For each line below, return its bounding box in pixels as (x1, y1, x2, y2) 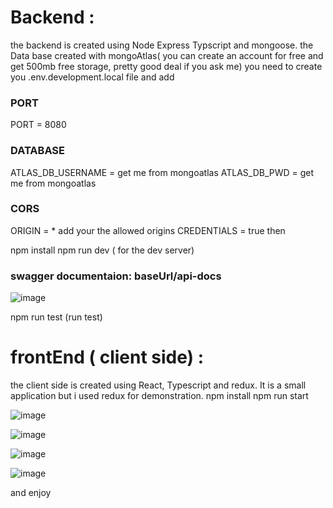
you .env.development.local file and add (10, 71, 175, 83)
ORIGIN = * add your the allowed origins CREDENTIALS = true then (10, 224, 286, 236)
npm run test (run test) (10, 311, 103, 323)
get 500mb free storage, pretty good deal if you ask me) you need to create (10, 60, 323, 72)
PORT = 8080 (10, 119, 67, 131)
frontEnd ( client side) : (10, 346, 205, 369)
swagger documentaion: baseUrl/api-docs (10, 269, 222, 283)
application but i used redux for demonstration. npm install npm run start (10, 390, 309, 402)
